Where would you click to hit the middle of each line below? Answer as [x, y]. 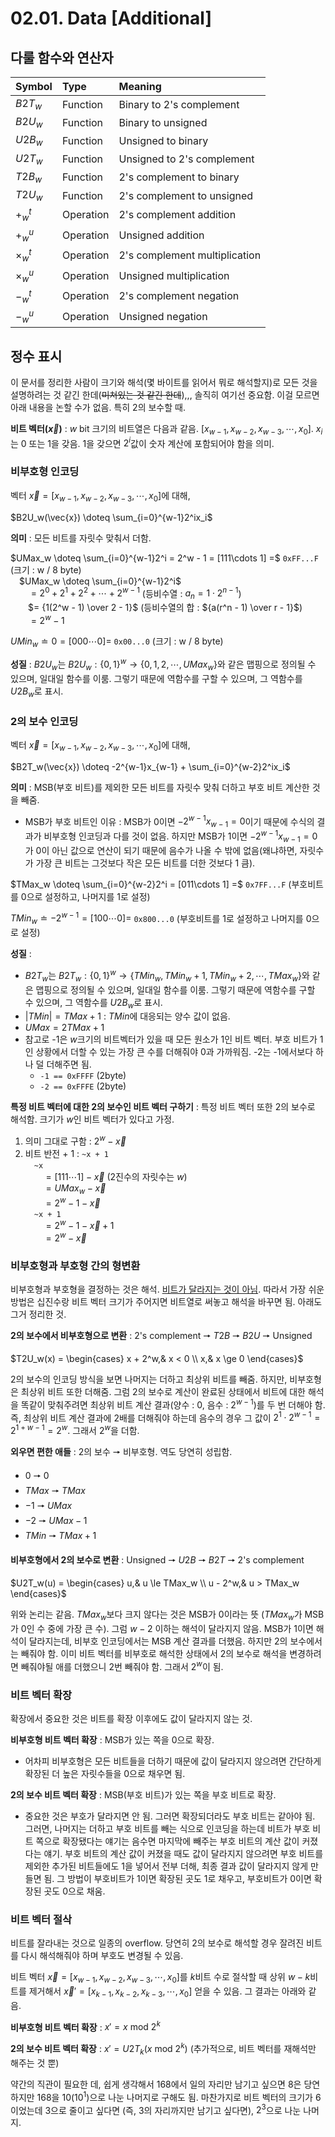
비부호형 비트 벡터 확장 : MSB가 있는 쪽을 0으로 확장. [112, 1739]
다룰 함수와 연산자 [62, 57]
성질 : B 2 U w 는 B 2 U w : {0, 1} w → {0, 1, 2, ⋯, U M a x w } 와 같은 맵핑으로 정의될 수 [163, 664]
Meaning [140, 86]
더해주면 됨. [69, 1064]
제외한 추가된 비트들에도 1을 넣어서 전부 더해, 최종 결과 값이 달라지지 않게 [166, 1866]
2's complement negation [179, 296]
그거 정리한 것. [38, 1314]
